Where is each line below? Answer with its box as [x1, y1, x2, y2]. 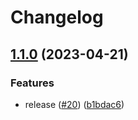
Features [10, 76, 55, 90]
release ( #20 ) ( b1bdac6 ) [24, 98, 125, 110]
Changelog [10, 6, 104, 29]
